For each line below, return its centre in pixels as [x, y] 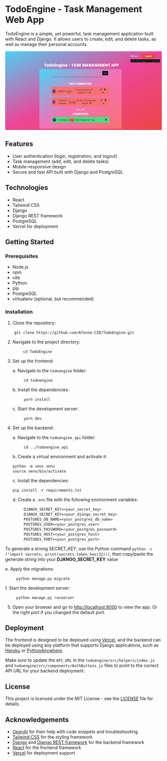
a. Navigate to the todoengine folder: [49, 370]
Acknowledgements [37, 720]
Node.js [20, 267]
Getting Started [30, 242]
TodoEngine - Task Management [74, 9]
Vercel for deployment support [44, 753]
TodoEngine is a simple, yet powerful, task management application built [80, 33]
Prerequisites [22, 256]
